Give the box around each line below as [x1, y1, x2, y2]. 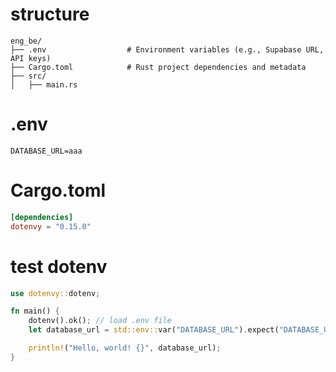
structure [10, 3, 90, 26]
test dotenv [10, 255, 108, 278]
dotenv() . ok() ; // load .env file [28, 316, 172, 326]
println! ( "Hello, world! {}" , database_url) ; [28, 343, 222, 353]
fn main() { [10, 306, 60, 317]
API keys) [10, 53, 52, 63]
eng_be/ [10, 36, 43, 46]
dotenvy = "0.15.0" [10, 221, 92, 232]
